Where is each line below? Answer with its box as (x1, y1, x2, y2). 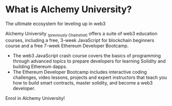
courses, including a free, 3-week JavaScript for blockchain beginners (5, 37, 155, 43)
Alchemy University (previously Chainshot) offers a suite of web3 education (5, 30, 158, 38)
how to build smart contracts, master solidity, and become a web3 (12, 79, 153, 86)
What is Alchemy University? (5, 4, 132, 15)
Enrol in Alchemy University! (5, 95, 65, 101)
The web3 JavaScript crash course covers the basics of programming (12, 52, 161, 58)
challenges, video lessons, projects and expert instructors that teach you (12, 74, 167, 80)
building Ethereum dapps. (12, 63, 68, 70)
